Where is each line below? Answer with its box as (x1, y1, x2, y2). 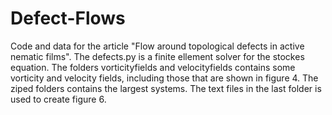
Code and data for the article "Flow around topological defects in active (10, 40, 305, 52)
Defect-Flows (10, 7, 126, 30)
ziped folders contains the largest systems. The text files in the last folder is (10, 82, 322, 94)
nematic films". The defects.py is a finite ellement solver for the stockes (10, 50, 305, 62)
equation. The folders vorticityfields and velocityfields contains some (10, 61, 296, 73)
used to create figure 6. (10, 93, 107, 105)
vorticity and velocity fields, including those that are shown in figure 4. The (10, 72, 319, 84)
